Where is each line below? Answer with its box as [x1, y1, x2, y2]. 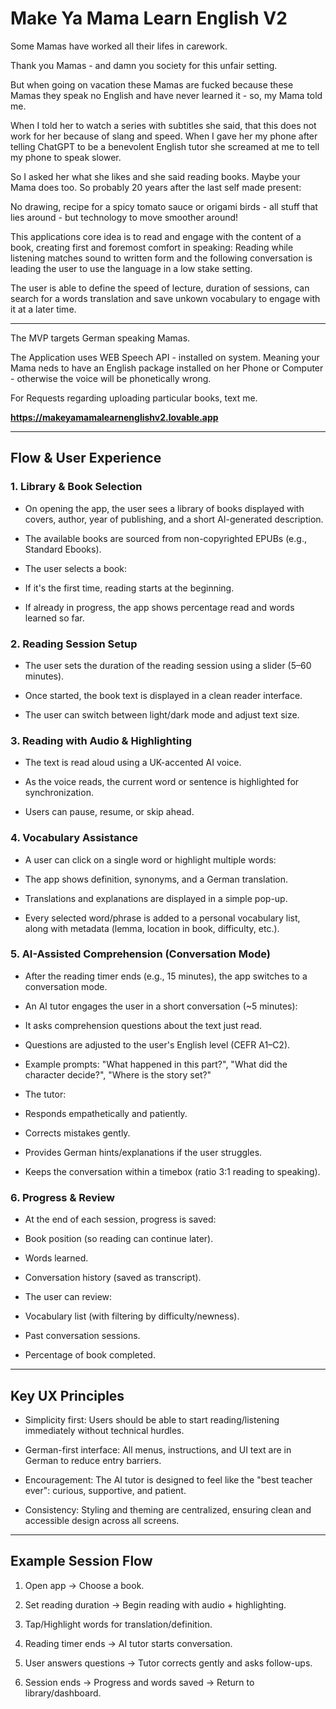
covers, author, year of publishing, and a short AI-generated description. [24, 513, 324, 525]
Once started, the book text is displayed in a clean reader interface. [24, 689, 303, 701]
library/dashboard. [24, 1687, 102, 1699]
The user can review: [24, 1291, 113, 1303]
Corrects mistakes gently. [24, 1127, 131, 1139]
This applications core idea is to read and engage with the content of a [10, 230, 302, 242]
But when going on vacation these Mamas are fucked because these [10, 78, 294, 91]
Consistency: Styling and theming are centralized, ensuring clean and [24, 1503, 312, 1516]
